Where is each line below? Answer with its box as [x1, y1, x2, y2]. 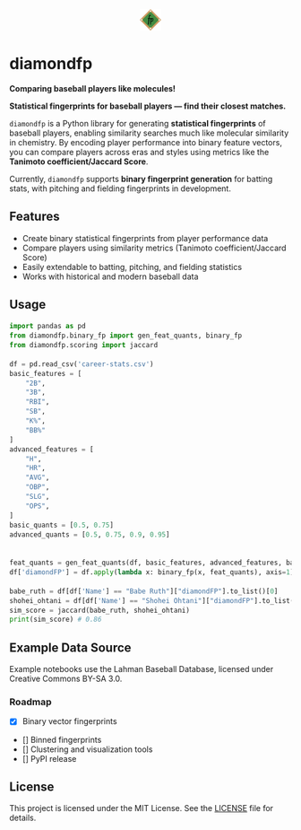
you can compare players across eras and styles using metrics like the [9, 146, 270, 157]
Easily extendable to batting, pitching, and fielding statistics [21, 261, 243, 272]
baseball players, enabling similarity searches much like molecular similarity [9, 127, 289, 138]
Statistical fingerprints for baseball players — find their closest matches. [9, 100, 287, 111]
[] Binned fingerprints [21, 734, 102, 745]
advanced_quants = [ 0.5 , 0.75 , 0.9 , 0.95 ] [9, 529, 170, 539]
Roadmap [9, 695, 52, 708]
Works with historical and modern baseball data [21, 271, 199, 282]
